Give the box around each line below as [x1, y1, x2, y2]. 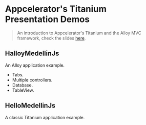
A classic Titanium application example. [5, 114, 85, 120]
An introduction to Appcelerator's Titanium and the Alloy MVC [17, 30, 142, 36]
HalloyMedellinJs [5, 49, 60, 58]
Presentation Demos [5, 14, 90, 25]
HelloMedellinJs [5, 102, 56, 110]
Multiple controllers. [12, 77, 53, 83]
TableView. [12, 87, 34, 93]
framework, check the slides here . [17, 35, 86, 41]
